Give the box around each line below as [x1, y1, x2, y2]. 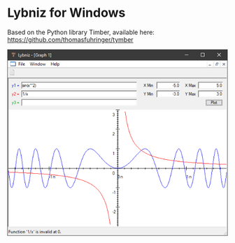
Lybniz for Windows [7, 5, 126, 21]
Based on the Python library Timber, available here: [7, 28, 155, 36]
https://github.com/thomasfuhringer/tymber [7, 35, 134, 43]
